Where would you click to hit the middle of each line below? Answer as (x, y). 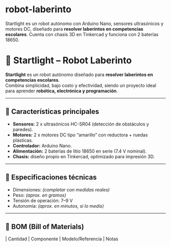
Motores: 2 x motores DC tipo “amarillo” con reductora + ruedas (80, 135)
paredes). (23, 129)
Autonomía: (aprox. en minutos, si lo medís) (58, 206)
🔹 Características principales (52, 112)
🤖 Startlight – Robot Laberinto (69, 60)
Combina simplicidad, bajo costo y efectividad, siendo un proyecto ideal (81, 85)
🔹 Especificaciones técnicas (51, 177)
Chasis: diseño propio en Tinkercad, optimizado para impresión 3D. (84, 156)
